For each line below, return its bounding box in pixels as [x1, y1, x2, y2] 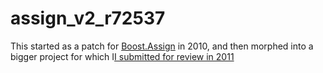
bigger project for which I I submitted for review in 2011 [10, 50, 235, 62]
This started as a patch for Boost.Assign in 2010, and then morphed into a [10, 40, 314, 52]
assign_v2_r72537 [10, 7, 166, 30]
